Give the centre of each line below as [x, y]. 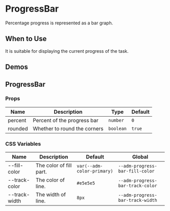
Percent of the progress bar [66, 120]
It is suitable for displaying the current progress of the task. [67, 51]
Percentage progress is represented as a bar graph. [59, 23]
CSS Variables [23, 144]
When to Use [26, 39]
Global [140, 157]
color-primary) [95, 171]
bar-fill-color [136, 171]
